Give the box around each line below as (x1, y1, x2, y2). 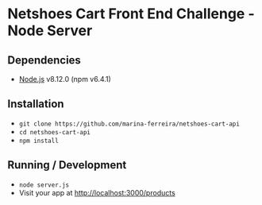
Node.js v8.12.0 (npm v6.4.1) (18, 75, 112, 83)
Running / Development (7, 158, 127, 172)
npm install (18, 137, 59, 145)
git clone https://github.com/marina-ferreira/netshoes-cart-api (18, 120, 240, 128)
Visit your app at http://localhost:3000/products (18, 188, 175, 197)
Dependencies (7, 53, 81, 67)
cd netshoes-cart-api (18, 128, 91, 136)
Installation (7, 97, 64, 111)
